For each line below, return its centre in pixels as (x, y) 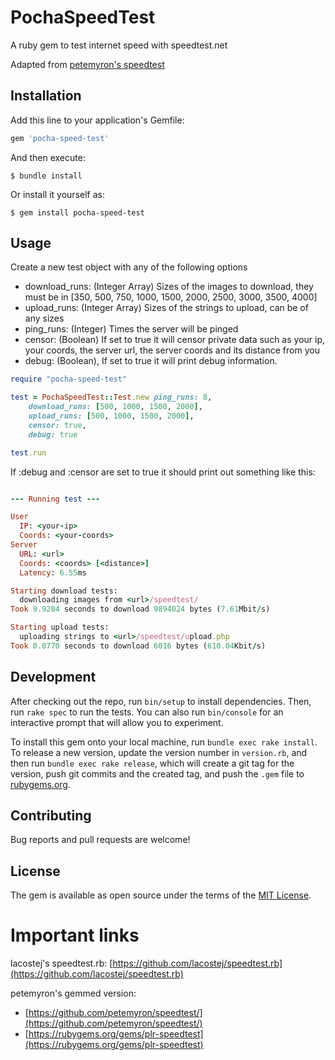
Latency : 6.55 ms (53, 572)
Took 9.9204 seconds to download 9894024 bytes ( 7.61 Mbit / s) (140, 609)
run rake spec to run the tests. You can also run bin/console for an (147, 712)
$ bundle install (46, 176)
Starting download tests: (64, 591)
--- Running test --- (55, 499)
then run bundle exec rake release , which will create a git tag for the (152, 763)
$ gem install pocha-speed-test (77, 212)
